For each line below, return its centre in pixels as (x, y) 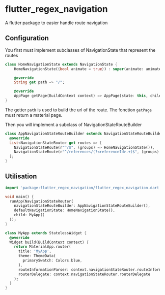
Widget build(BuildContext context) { (49, 242)
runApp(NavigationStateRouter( (41, 201)
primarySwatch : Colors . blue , (53, 261)
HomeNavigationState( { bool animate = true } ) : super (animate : (79, 69)
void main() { (20, 197)
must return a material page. (34, 115)
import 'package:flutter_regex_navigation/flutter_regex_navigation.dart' (83, 188)
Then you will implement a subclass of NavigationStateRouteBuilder (73, 125)
